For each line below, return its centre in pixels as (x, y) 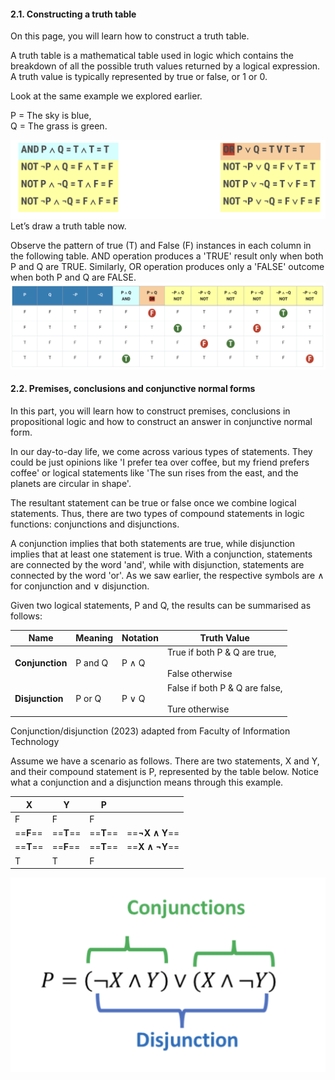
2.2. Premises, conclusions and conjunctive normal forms (133, 389)
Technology (35, 742)
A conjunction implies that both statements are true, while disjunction (153, 543)
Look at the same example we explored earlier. (106, 96)
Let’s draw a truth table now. (68, 226)
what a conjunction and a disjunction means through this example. (147, 782)
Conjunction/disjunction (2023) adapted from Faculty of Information (150, 731)
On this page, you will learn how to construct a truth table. (130, 36)
